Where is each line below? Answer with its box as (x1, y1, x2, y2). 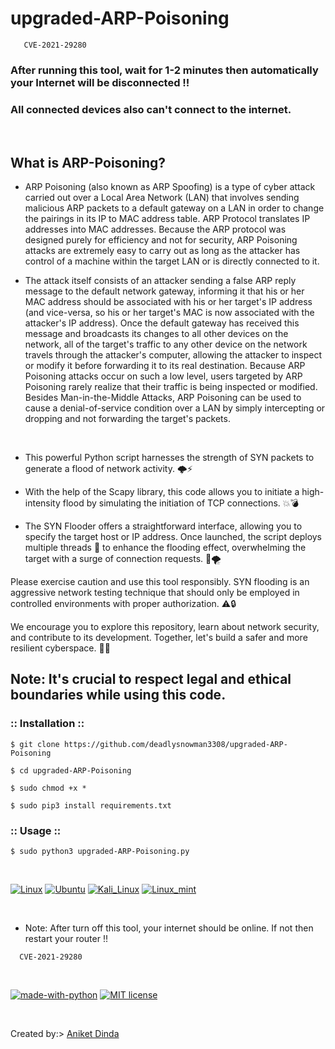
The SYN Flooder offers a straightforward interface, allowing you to (24, 520, 303, 532)
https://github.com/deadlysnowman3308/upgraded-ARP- (63, 739, 288, 749)
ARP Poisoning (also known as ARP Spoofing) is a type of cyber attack (24, 180, 316, 192)
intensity (24, 497, 61, 509)
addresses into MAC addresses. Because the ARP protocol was (24, 223, 287, 235)
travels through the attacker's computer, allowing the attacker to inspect (24, 348, 323, 361)
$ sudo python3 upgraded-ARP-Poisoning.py (10, 846, 190, 856)
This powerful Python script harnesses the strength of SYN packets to (24, 451, 315, 463)
